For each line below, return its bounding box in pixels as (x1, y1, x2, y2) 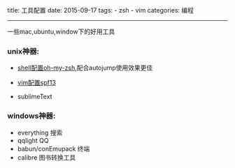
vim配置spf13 (17, 79, 56, 87)
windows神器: (7, 111, 56, 121)
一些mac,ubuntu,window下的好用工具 (7, 27, 115, 36)
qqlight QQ (17, 136, 49, 144)
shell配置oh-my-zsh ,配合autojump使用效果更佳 (17, 63, 153, 72)
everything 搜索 (17, 128, 63, 137)
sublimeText (17, 93, 52, 101)
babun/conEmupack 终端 (17, 144, 90, 153)
